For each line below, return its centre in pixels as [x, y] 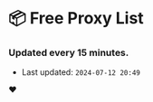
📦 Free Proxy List [76, 19]
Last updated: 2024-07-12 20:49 [81, 72]
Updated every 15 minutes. [69, 53]
